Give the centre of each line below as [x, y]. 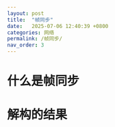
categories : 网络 [31, 32]
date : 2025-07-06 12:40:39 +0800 [58, 26]
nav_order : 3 [26, 45]
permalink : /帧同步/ [35, 39]
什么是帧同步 [43, 81]
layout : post [26, 13]
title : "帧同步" [30, 20]
